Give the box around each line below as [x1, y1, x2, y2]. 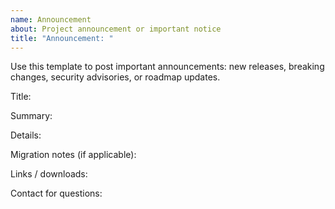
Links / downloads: [10, 168, 88, 180]
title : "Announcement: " [10, 33, 114, 43]
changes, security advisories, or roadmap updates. [10, 71, 221, 83]
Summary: [10, 110, 53, 122]
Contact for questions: [10, 187, 103, 200]
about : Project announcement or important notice [10, 24, 222, 34]
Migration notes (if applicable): [10, 149, 137, 161]
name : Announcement [10, 14, 92, 25]
